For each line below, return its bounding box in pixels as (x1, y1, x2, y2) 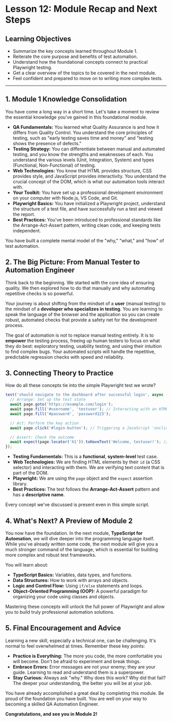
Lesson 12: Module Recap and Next (5, 3, 158, 15)
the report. (12, 211, 36, 217)
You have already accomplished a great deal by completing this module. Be (5, 690, 164, 696)
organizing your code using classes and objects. (12, 594, 115, 599)
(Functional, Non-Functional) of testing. (12, 162, 96, 168)
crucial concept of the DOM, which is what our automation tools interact (12, 178, 165, 185)
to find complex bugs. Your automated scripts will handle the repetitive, (5, 348, 156, 355)
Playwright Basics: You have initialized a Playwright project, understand (12, 200, 165, 206)
